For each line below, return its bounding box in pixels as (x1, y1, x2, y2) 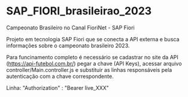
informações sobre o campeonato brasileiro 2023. (6, 42, 130, 49)
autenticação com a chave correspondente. (6, 72, 114, 80)
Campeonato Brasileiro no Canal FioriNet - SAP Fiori (6, 24, 135, 31)
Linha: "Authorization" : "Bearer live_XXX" (6, 84, 110, 91)
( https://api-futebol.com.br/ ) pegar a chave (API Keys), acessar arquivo (6, 60, 182, 67)
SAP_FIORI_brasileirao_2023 (6, 4, 152, 18)
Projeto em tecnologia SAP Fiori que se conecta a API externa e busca (6, 35, 180, 43)
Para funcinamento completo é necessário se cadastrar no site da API (6, 53, 178, 60)
